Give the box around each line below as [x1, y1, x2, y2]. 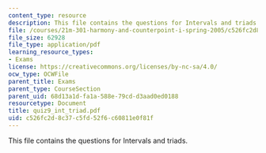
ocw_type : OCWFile [8, 70, 69, 78]
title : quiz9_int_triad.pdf [8, 107, 101, 115]
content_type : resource [8, 11, 87, 20]
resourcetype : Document [8, 99, 87, 107]
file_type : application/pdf [8, 41, 101, 49]
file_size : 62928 [8, 33, 66, 42]
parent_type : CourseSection [8, 84, 101, 93]
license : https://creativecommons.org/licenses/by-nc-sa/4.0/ [8, 63, 218, 71]
